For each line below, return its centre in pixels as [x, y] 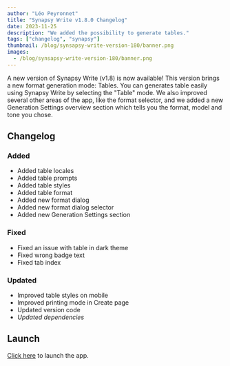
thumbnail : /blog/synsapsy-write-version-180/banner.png [91, 45]
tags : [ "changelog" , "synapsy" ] [53, 39]
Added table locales [45, 171]
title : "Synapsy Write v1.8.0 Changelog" [67, 20]
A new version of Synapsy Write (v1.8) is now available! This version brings [114, 78]
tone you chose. [30, 114]
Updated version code [49, 310]
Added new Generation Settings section [74, 215]
